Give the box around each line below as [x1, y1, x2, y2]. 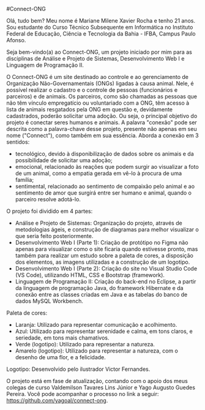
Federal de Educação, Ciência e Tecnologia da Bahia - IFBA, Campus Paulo [6, 30, 196, 37]
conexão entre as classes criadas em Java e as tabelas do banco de [15, 291, 188, 298]
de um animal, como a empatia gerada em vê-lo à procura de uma [15, 170, 182, 177]
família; [15, 176, 34, 183]
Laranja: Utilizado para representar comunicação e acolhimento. [15, 321, 177, 328]
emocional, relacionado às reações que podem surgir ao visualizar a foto [15, 163, 199, 170]
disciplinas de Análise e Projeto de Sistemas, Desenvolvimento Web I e [6, 55, 185, 62]
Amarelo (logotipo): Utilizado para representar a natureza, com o [15, 347, 179, 354]
